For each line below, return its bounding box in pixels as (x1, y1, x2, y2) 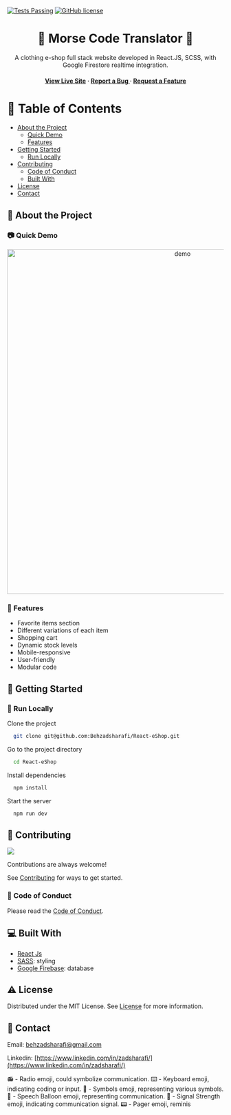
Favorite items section (16, 619, 80, 627)
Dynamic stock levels (16, 641, 78, 650)
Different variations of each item (16, 626, 109, 634)
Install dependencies (7, 771, 67, 779)
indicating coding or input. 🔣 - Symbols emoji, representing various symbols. (7, 1085, 224, 1093)
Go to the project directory (7, 745, 82, 754)
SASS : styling (16, 956, 56, 965)
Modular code (16, 663, 57, 672)
